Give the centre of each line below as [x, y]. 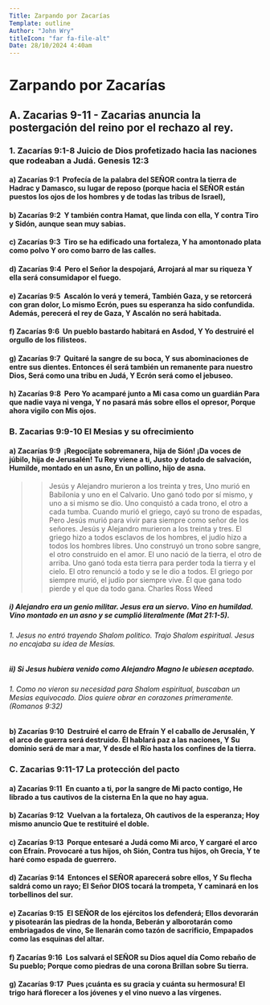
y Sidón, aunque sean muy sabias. [68, 224]
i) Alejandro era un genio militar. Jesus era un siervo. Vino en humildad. [131, 607]
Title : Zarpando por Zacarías [60, 16]
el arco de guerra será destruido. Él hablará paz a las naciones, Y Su [125, 740]
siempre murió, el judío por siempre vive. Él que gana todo [145, 580]
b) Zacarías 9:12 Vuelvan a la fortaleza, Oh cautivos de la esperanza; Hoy [135, 815]
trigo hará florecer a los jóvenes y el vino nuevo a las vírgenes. [115, 993]
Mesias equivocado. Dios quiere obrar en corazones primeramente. [121, 698]
